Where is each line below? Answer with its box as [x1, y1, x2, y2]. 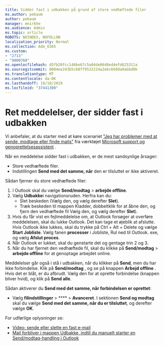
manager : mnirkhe [5, 21, 41, 26]
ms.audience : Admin [5, 26, 45, 31]
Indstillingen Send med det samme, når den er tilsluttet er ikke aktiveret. [12, 169, 159, 174]
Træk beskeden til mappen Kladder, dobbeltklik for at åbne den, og [19, 203, 156, 209]
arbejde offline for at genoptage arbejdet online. [12, 251, 111, 257]
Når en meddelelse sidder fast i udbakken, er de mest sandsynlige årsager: [5, 154, 158, 160]
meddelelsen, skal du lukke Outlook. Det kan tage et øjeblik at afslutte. [12, 219, 155, 225]
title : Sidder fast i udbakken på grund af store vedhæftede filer [5, 7, 147, 12]
